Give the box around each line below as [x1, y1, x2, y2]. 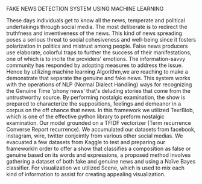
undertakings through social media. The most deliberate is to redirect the [6, 24, 188, 30]
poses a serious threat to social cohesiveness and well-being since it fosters [6, 36, 197, 43]
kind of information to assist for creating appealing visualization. [6, 171, 166, 177]
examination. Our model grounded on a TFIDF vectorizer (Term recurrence [6, 119, 192, 126]
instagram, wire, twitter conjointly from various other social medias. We [6, 132, 183, 139]
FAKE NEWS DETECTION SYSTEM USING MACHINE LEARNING [6, 5, 164, 12]
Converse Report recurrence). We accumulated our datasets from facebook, [6, 126, 196, 133]
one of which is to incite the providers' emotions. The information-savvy [6, 56, 186, 62]
